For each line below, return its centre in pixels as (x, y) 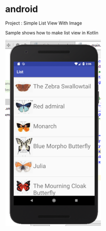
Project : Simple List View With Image (44, 23)
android (22, 9)
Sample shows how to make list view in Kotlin (52, 32)
